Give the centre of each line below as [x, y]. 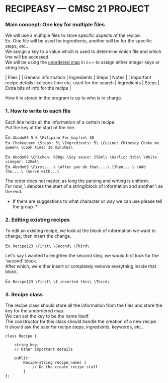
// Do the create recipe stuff [65, 367]
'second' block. [21, 261]
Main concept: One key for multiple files [55, 25]
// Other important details [44, 349]
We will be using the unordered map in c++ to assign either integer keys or [82, 62]
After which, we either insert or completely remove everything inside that [81, 266]
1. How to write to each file [38, 111]
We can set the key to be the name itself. [47, 316]
